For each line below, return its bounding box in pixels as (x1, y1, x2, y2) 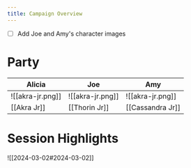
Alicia (26, 79, 46, 89)
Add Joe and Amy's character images (17, 29, 126, 38)
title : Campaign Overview (7, 10, 82, 17)
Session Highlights (7, 130, 119, 146)
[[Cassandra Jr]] (125, 102, 181, 112)
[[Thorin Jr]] (68, 102, 109, 112)
